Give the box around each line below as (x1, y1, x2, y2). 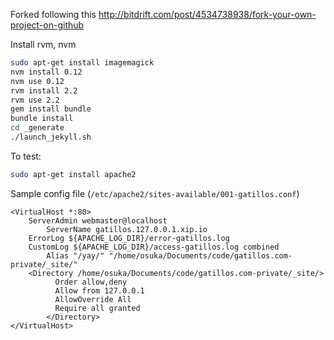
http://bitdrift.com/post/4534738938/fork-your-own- (98, 9, 317, 20)
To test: (10, 150, 42, 162)
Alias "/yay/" (46, 250, 105, 261)
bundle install (10, 114, 74, 124)
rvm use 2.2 (10, 95, 60, 105)
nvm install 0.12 (10, 67, 83, 77)
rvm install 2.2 (10, 85, 78, 96)
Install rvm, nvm (10, 39, 77, 50)
